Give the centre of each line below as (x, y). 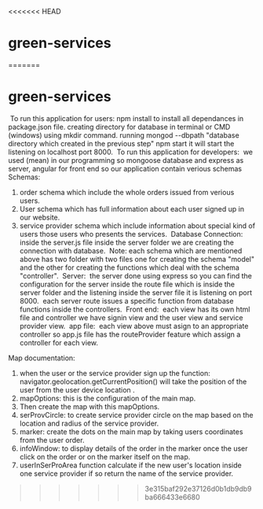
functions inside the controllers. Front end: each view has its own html (135, 309)
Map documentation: (42, 358)
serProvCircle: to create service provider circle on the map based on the (136, 415)
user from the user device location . (77, 389)
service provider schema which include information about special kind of (137, 225)
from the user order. (52, 440)
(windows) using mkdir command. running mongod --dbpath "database (124, 135)
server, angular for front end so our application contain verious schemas (125, 168)
